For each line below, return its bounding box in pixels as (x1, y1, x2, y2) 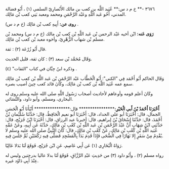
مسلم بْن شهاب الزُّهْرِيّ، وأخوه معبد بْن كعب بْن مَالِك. (5, 36, 105, 42)
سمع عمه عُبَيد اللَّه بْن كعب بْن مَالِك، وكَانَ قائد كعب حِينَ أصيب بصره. (5, 81, 134, 87)
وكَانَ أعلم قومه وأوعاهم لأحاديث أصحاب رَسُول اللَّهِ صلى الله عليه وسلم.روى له (5, 91, 153, 97)
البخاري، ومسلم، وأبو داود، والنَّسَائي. (5, 96, 73, 102)
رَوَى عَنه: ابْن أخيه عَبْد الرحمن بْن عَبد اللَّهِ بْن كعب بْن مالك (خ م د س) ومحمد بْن (5, 31, 154, 36)
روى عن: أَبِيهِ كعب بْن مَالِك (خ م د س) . (5, 21, 79, 27)
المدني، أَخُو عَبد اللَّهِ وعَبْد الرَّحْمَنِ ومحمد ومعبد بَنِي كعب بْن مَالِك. (5, 11, 126, 17)
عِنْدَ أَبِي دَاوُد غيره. (5, 158, 39, 163)
